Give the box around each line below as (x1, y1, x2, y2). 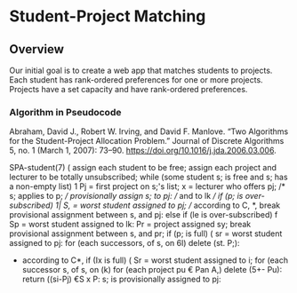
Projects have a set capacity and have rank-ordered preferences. (9, 84, 248, 94)
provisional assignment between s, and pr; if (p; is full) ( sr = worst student (9, 228, 283, 239)
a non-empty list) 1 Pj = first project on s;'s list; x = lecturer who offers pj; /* (9, 181, 286, 192)
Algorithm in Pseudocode (9, 106, 122, 118)
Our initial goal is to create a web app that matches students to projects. (9, 65, 273, 75)
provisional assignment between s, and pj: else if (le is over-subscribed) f (9, 210, 278, 220)
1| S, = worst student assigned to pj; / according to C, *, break (54, 200, 281, 210)
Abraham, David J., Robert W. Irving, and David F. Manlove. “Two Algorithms (9, 126, 289, 137)
